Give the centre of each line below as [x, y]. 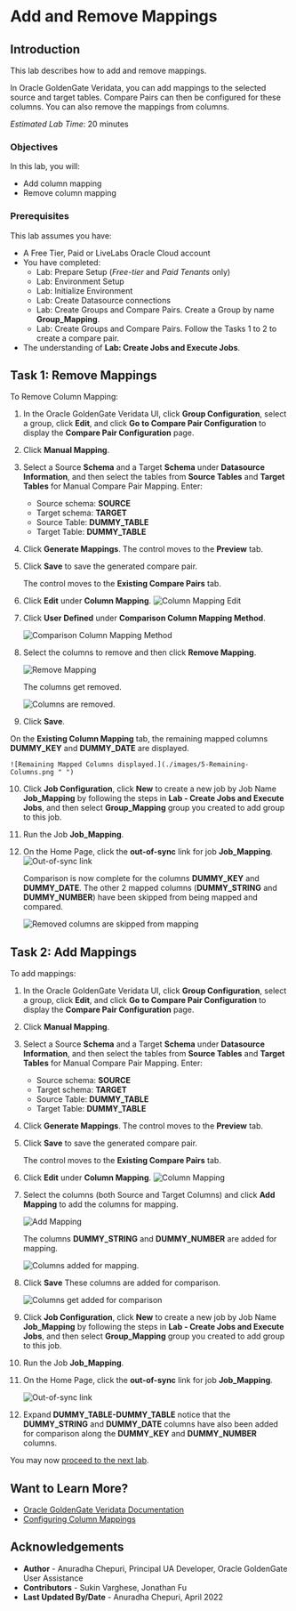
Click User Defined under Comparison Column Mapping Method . [144, 618]
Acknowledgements [67, 1547]
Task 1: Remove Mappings [84, 375]
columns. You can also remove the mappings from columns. [120, 107]
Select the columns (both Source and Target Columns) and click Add [149, 1195]
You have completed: [62, 262]
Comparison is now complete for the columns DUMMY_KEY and [141, 878]
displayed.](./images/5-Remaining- [184, 765]
